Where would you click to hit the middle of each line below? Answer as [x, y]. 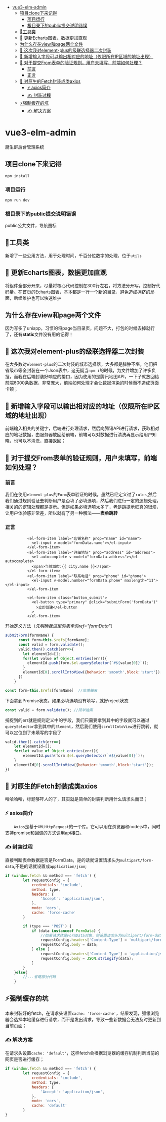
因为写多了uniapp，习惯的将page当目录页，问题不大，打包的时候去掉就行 [80, 328]
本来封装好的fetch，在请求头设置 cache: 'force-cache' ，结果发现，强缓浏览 [82, 1013]
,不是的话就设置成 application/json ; [50, 866]
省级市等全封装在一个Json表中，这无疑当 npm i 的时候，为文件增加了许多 [78, 370]
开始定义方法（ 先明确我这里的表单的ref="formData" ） [60, 626]
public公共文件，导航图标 [31, 226]
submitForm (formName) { [30, 635]
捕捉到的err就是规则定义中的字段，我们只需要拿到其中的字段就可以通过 [77, 720]
